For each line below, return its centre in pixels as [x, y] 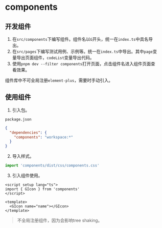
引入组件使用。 [27, 175]
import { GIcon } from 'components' [42, 189]
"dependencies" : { [28, 132]
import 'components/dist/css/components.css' [52, 166]
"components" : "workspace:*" [44, 137]
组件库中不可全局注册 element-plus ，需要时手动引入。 [59, 80]
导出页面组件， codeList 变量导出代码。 [55, 57]
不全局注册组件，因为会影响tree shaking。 [60, 221]
